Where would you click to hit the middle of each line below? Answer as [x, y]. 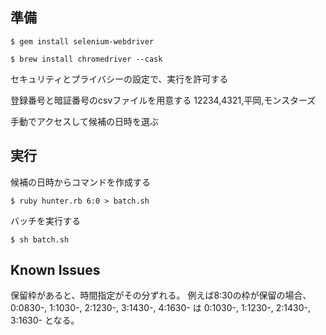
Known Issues [55, 270]
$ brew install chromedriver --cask [86, 59]
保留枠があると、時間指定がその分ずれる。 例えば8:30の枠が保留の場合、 [161, 295]
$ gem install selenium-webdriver [82, 41]
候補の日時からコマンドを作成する [80, 182]
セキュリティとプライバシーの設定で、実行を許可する [119, 79]
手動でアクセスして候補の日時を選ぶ [84, 121]
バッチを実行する [45, 220]
